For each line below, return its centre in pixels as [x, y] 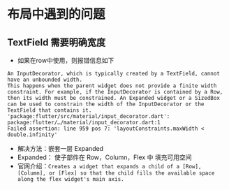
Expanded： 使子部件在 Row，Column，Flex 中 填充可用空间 [104, 157]
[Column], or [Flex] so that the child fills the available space [116, 173]
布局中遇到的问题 [57, 14]
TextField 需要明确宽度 [57, 42]
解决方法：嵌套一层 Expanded [60, 148]
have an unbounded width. [45, 80]
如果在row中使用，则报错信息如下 [66, 60]
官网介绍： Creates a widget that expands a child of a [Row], [109, 166]
